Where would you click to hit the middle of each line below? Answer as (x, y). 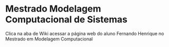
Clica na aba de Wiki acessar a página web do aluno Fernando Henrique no (85, 33)
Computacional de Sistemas (67, 19)
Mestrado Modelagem (53, 9)
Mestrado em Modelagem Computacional (49, 39)
